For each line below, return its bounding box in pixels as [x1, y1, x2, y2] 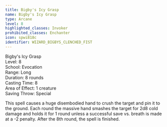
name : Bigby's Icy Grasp [5, 12, 57, 17]
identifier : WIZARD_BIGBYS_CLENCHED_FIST [5, 40, 93, 45]
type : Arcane [5, 16, 32, 21]
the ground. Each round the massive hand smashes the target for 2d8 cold [5, 105, 158, 111]
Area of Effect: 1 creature [5, 85, 56, 91]
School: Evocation [5, 64, 42, 70]
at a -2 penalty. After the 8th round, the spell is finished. [5, 116, 120, 122]
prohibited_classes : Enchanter [5, 30, 70, 35]
